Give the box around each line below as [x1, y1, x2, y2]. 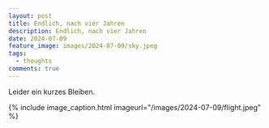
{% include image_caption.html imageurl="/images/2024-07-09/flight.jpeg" [8, 102, 262, 112]
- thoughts [15, 58, 53, 66]
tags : [8, 49, 27, 58]
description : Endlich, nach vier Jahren [8, 27, 147, 35]
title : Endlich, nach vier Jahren [8, 19, 126, 28]
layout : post [8, 11, 53, 20]
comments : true [8, 65, 60, 73]
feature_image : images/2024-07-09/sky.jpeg [8, 42, 158, 50]
